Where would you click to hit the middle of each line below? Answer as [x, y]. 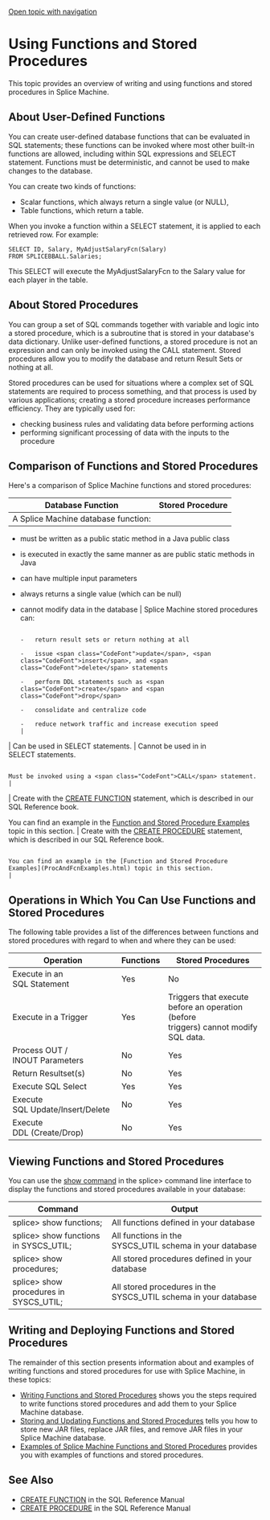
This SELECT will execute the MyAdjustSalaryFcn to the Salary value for [127, 271]
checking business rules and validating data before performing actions [137, 424]
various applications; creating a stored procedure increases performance [129, 399]
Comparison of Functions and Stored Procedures [133, 466]
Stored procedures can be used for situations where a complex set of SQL [131, 383]
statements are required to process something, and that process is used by [133, 391]
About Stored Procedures [74, 305]
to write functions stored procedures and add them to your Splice [128, 1403]
